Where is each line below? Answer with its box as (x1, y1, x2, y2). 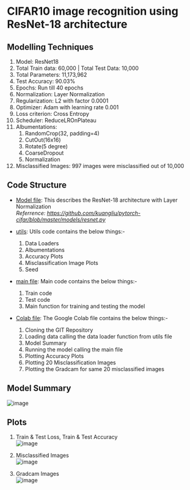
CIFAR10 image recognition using (7, 4, 179, 18)
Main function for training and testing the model (24, 302, 145, 310)
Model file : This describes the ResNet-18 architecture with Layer (15, 196, 178, 204)
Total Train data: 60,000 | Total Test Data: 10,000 (15, 64, 139, 72)
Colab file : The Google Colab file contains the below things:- (15, 314, 169, 321)
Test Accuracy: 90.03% (15, 78, 76, 85)
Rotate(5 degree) (24, 143, 68, 150)
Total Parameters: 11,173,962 (15, 71, 87, 78)
